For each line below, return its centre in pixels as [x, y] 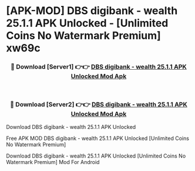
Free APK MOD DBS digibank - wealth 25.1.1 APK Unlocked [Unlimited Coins [98, 138]
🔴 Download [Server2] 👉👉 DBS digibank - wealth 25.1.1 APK [99, 105]
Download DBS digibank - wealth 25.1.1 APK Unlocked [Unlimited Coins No [96, 156]
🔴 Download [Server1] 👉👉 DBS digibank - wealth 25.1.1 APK [99, 67]
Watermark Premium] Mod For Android [53, 162]
